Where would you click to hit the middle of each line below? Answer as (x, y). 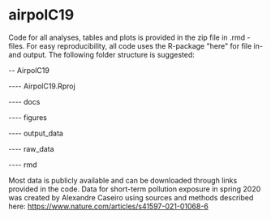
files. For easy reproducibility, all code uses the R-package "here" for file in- (136, 45)
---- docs (24, 101)
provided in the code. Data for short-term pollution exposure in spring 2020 (135, 189)
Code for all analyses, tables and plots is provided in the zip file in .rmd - (129, 37)
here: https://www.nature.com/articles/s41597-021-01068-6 (109, 206)
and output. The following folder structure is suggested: (101, 54)
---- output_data (36, 133)
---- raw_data (31, 148)
